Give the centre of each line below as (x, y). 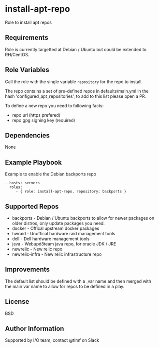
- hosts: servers (22, 183)
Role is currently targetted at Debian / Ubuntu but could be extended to (76, 49)
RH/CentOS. (17, 54)
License (17, 302)
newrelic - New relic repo (37, 249)
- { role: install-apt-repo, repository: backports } (71, 191)
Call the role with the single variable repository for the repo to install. (74, 82)
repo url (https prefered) (36, 115)
